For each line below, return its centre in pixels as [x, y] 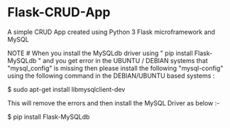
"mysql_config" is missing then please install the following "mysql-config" [115, 68]
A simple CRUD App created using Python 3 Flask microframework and [111, 32]
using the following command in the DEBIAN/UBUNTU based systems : [111, 76]
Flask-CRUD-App [59, 12]
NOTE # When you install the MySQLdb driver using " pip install [100, 53]
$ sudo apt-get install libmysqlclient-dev [66, 89]
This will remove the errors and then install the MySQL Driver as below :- [114, 103]
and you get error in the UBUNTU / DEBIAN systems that [125, 60]
